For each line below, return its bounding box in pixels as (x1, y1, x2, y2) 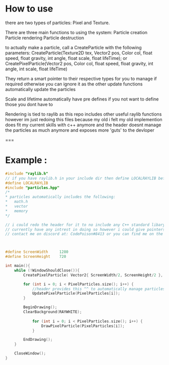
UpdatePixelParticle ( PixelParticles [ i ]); (32, 291, 121, 296)
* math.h (5, 199, 28, 204)
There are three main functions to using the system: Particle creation (5, 29, 147, 35)
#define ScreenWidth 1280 (5, 249, 69, 254)
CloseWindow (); (14, 351, 46, 356)
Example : (5, 154, 47, 166)
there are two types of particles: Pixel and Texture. (5, 20, 110, 26)
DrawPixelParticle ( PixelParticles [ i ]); (41, 323, 125, 328)
